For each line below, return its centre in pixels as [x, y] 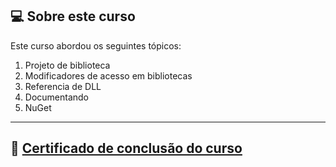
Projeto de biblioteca [67, 65]
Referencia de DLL [63, 86]
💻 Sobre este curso [73, 16]
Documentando [57, 97]
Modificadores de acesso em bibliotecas [108, 75]
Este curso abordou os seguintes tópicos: [96, 45]
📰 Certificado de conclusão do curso [126, 148]
